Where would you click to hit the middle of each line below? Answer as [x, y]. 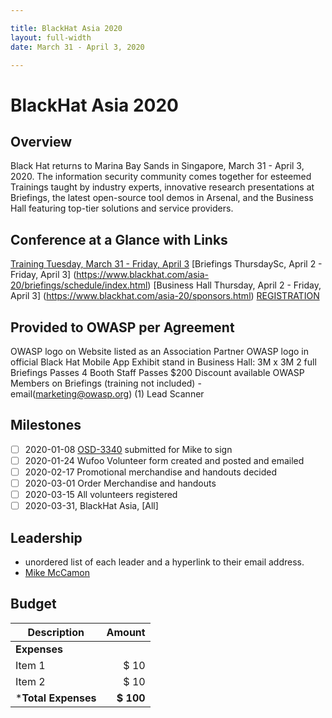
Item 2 [30, 681]
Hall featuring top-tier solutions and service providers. [122, 208]
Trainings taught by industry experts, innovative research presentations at [162, 187]
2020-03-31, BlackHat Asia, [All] [91, 506]
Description [56, 632]
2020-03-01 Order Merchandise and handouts [120, 483]
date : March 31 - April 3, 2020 [77, 47]
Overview [41, 141]
